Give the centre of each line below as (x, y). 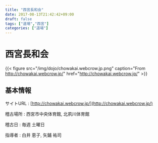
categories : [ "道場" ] (27, 28)
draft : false (19, 19)
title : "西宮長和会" (24, 10)
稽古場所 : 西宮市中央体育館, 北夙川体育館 (47, 114)
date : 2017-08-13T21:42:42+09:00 (40, 14)
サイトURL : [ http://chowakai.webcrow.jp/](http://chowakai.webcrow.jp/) (79, 103)
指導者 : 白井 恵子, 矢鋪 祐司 (33, 135)
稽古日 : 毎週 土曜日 (25, 124)
